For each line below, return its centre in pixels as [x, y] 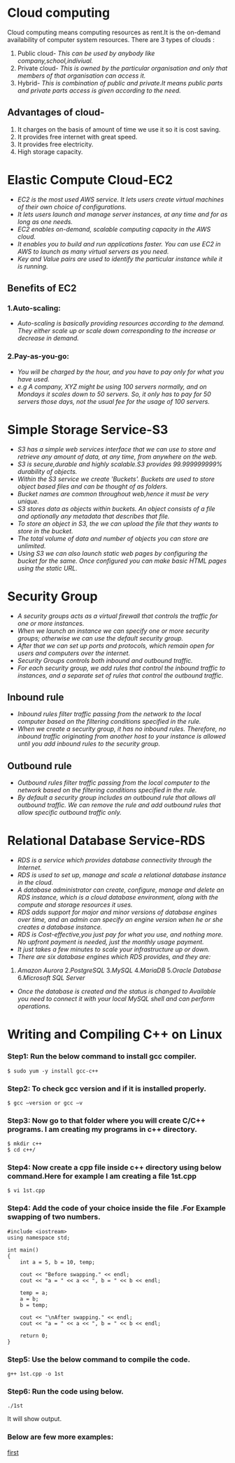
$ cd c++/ [22, 1150]
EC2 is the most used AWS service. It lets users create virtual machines [121, 199]
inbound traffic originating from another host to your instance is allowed [121, 736]
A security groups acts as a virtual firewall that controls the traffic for [117, 616]
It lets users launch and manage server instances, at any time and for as [122, 214]
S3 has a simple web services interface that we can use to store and [116, 449]
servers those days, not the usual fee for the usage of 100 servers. [113, 401]
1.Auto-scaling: [34, 308]
